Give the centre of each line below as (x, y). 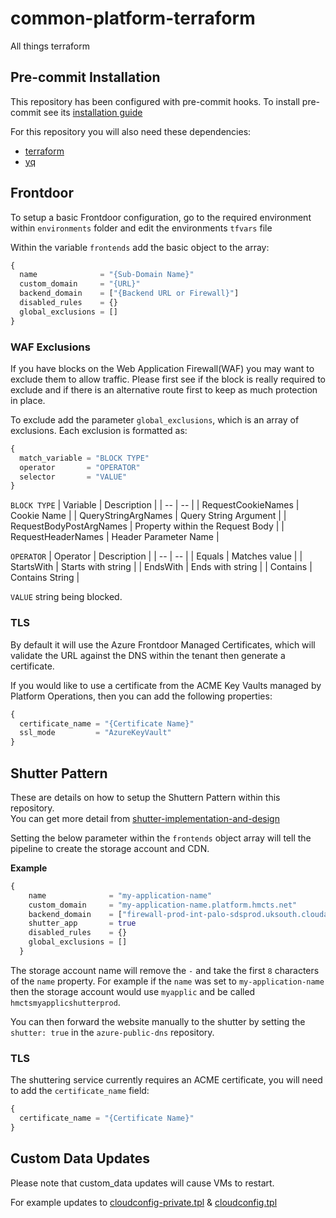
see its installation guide (93, 112)
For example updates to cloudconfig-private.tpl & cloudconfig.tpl (144, 1202)
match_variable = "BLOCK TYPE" (84, 458)
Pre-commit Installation (85, 77)
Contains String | (45, 578)
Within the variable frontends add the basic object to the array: (140, 247)
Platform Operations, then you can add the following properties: (141, 696)
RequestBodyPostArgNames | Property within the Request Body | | (147, 526)
